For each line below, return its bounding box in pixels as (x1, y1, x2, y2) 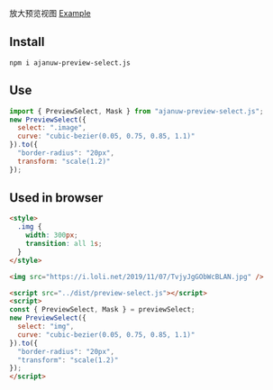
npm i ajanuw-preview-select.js (9, 58, 131, 68)
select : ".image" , (17, 123, 87, 132)
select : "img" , (17, 322, 75, 331)
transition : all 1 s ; (25, 240, 103, 249)
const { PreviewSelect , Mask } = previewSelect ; (9, 305, 196, 314)
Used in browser (9, 190, 104, 205)
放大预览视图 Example (9, 8, 92, 18)
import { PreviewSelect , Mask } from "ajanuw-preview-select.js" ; (9, 106, 264, 115)
